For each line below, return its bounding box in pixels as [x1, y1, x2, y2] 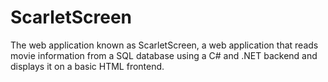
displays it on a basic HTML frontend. [10, 60, 165, 72]
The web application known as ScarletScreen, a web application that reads [10, 39, 319, 51]
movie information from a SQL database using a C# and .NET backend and [10, 49, 318, 61]
